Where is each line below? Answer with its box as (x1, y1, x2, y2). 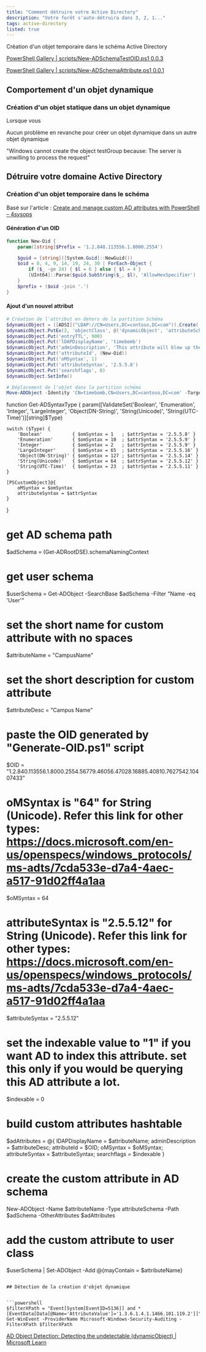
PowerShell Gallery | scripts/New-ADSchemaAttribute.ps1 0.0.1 (6, 67, 164, 74)
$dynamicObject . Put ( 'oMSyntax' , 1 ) (6, 356, 97, 362)
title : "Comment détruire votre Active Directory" (6, 9, 139, 15)
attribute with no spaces (6, 631, 133, 645)
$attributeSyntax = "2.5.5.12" (6, 1014, 79, 1022)
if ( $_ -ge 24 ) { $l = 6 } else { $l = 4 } (28, 266, 142, 273)
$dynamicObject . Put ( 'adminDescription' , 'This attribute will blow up (6, 344, 191, 351)
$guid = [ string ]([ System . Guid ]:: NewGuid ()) (17, 255, 133, 261)
